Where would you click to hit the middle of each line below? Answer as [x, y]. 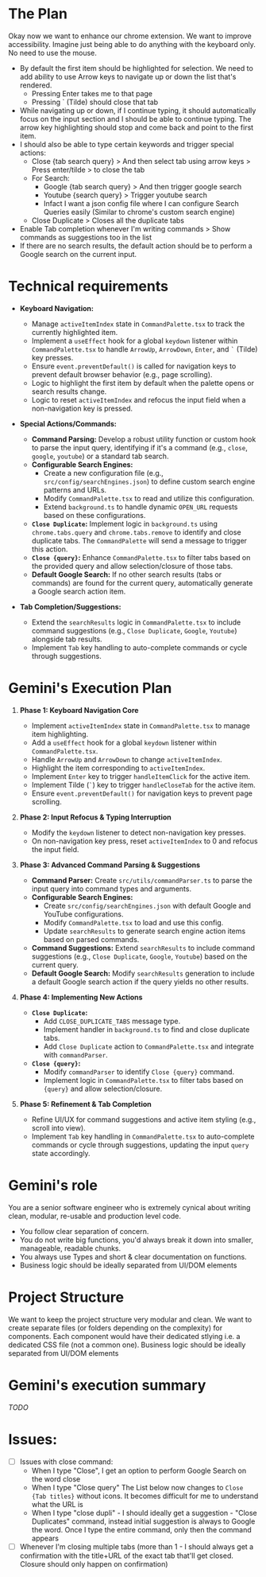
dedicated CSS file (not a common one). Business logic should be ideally [127, 1345]
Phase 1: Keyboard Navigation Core [79, 710]
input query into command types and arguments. [112, 889]
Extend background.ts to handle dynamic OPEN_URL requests [141, 507]
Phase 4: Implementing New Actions [81, 997]
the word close [56, 1479]
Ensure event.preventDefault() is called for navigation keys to [134, 366]
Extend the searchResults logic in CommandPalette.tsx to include [136, 622]
